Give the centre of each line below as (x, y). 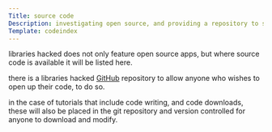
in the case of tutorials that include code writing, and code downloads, (126, 103)
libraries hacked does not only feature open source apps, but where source (134, 54)
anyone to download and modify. (63, 120)
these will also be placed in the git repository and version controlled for (127, 111)
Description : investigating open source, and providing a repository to (134, 23)
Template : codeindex (43, 31)
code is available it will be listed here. (70, 62)
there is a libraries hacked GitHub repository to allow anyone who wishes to (134, 79)
